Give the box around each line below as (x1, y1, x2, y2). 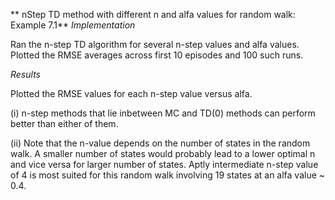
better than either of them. (10, 118, 119, 129)
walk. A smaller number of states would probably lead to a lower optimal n (10, 148, 316, 159)
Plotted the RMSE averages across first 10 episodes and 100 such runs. (10, 49, 304, 61)
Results (10, 69, 41, 80)
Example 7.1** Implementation (10, 19, 136, 31)
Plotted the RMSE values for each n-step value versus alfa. (10, 88, 253, 99)
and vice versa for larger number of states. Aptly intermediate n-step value (10, 159, 319, 170)
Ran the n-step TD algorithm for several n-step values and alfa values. (10, 39, 300, 50)
